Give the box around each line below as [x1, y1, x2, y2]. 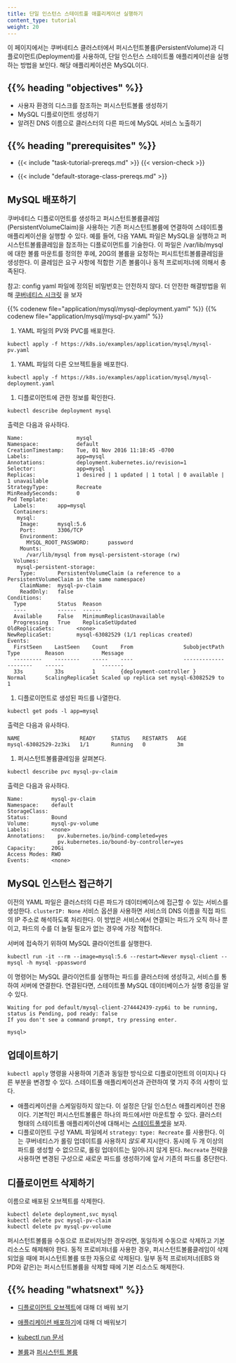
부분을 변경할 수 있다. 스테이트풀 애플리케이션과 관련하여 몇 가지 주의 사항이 [14, 1078, 221, 1086]
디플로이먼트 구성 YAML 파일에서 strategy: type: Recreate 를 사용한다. [17, 1128, 218, 1137]
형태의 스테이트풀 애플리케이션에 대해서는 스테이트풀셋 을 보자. [17, 1119, 188, 1128]
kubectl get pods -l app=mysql [7, 707, 99, 715]
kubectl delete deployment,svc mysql [7, 1211, 118, 1218]
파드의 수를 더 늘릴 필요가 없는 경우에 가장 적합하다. [22, 924, 163, 932]
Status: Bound [7, 814, 68, 821]
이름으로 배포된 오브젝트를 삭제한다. [7, 1197, 105, 1206]
